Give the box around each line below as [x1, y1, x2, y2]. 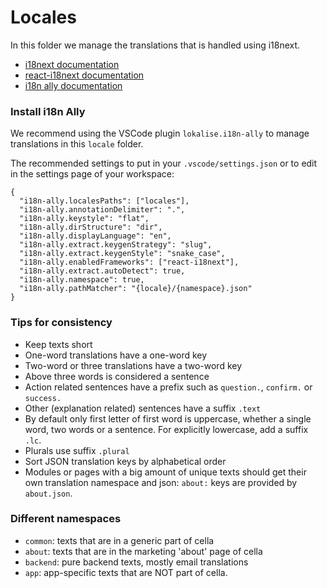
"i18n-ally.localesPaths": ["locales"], [19, 196, 190, 206]
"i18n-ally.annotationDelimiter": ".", [19, 205, 186, 215]
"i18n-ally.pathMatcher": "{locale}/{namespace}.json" [19, 284, 253, 294]
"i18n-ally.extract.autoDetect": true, [19, 266, 186, 276]
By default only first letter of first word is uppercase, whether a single [24, 412, 312, 425]
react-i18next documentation [24, 69, 145, 81]
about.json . [24, 487, 73, 499]
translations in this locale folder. [10, 138, 144, 150]
